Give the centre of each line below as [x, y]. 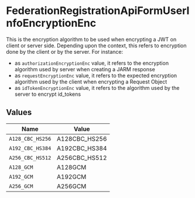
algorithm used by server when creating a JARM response [85, 69]
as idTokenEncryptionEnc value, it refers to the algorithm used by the [97, 88]
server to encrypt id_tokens [47, 94]
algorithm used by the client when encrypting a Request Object [91, 81]
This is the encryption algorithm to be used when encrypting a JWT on [91, 39]
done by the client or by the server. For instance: [65, 51]
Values [19, 112]
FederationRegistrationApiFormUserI [98, 11]
